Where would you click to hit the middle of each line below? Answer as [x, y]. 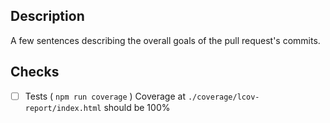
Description [47, 16]
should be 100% [137, 107]
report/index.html [63, 108]
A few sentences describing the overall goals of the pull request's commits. [165, 40]
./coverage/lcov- [223, 97]
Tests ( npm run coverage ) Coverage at [105, 96]
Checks [35, 72]
